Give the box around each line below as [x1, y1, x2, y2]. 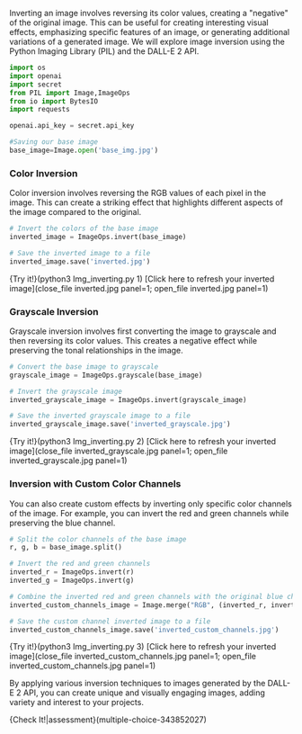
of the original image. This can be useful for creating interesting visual [9, 17, 270, 28]
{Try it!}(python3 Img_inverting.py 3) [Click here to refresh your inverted [9, 641, 277, 652]
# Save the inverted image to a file [9, 248, 151, 257]
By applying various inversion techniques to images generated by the [9, 678, 266, 689]
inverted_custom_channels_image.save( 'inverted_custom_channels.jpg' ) [9, 625, 280, 634]
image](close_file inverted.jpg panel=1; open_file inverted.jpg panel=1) [9, 282, 269, 293]
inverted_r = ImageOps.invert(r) [9, 568, 135, 577]
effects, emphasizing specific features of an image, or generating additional [9, 27, 290, 37]
